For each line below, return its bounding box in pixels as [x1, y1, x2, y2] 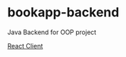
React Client [7, 41, 43, 50]
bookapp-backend [7, 4, 120, 21]
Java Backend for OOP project [7, 28, 97, 36]
